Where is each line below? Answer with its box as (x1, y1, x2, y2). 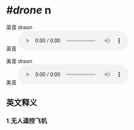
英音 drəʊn (6, 24, 32, 31)
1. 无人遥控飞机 (6, 117, 47, 125)
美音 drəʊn (6, 57, 32, 65)
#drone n (6, 4, 51, 17)
